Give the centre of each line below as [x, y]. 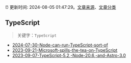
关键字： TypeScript [37, 35]
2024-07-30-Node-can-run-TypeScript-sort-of [60, 45]
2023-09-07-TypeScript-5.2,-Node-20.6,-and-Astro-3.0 [69, 55]
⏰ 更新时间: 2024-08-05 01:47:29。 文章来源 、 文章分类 [61, 7]
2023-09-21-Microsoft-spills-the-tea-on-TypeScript [65, 50]
